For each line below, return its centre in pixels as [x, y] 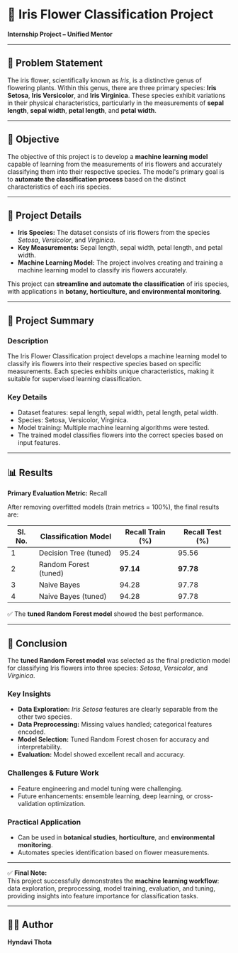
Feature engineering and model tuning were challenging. [100, 788]
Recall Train [146, 532]
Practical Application [44, 822]
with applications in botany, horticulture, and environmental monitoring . [114, 292]
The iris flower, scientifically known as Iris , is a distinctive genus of [104, 80]
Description [28, 341]
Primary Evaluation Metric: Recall [57, 493]
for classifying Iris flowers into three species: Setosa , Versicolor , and [108, 668]
